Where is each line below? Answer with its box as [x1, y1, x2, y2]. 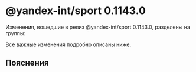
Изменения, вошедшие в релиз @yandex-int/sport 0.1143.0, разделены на [5, 23, 190, 30]
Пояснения [5, 58, 49, 68]
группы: [5, 29, 26, 36]
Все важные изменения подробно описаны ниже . [5, 41, 131, 48]
